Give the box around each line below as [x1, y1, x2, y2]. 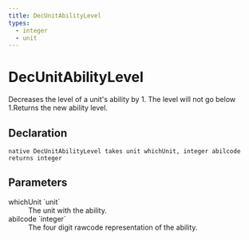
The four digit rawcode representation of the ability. [28, 222, 198, 232]
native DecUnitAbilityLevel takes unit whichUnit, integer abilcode [8, 148, 241, 155]
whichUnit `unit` [8, 197, 61, 207]
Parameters [8, 176, 68, 190]
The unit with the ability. [28, 205, 108, 215]
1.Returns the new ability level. [8, 103, 108, 112]
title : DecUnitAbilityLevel [8, 11, 102, 20]
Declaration [8, 126, 68, 140]
